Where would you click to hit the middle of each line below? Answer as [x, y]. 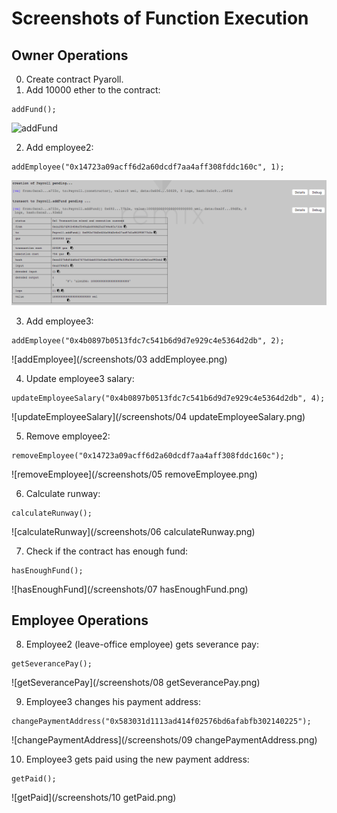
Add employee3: [59, 321]
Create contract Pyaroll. [74, 79]
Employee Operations [80, 620]
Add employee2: [59, 147]
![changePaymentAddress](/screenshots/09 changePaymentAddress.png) [164, 740]
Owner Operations [70, 55]
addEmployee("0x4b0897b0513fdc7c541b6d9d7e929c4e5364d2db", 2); [148, 340]
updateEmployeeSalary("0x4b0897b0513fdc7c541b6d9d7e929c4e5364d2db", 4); [168, 398]
